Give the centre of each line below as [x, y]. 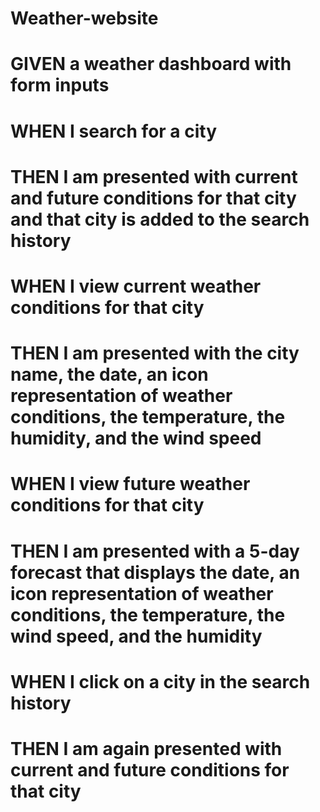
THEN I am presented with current [154, 176]
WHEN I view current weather [136, 286]
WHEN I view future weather [130, 484]
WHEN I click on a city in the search [160, 681]
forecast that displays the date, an [155, 572]
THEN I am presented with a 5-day [155, 551]
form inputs [60, 85]
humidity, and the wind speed [136, 438]
